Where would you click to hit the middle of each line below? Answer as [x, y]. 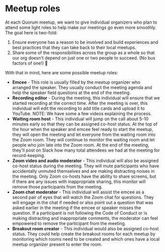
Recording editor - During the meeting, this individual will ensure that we [86, 98]
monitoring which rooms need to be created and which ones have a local [86, 239]
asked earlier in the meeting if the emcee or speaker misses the [77, 208]
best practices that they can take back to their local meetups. [74, 47]
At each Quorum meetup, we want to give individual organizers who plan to [81, 22]
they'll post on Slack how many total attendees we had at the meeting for [86, 150]
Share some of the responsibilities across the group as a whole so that [83, 53]
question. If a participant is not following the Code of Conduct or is [80, 213]
